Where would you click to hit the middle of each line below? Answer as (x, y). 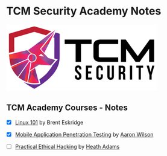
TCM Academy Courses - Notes (67, 108)
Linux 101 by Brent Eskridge (49, 122)
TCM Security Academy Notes (84, 11)
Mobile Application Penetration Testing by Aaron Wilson (84, 134)
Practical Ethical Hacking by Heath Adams (67, 146)
